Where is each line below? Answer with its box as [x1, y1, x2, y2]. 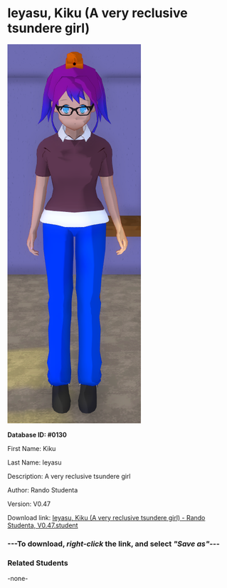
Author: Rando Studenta [7, 485, 78, 494]
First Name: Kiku [7, 444, 56, 452]
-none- [7, 574, 28, 583]
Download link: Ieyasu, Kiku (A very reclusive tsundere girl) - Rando [7, 513, 206, 522]
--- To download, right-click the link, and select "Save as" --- [7, 539, 221, 549]
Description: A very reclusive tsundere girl [7, 472, 131, 480]
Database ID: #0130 [7, 430, 68, 439]
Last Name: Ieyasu [7, 458, 62, 467]
